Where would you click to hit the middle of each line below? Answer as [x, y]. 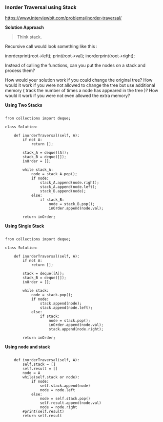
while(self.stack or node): [51, 377]
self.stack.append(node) [65, 386]
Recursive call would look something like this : [51, 47]
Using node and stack [28, 347]
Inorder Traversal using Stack [41, 7]
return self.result [42, 416]
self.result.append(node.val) [71, 403]
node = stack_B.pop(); [72, 204]
